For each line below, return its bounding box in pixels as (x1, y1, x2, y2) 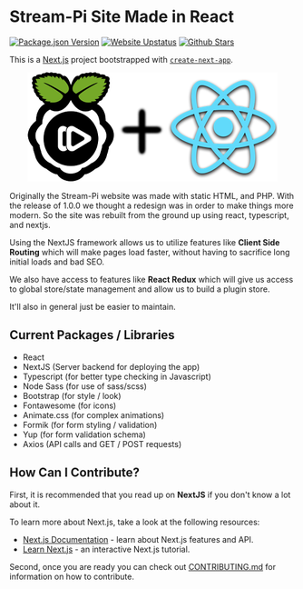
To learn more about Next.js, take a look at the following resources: (9, 516, 260, 527)
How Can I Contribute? (9, 465, 141, 481)
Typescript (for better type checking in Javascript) (22, 371, 211, 382)
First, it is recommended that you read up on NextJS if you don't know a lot (9, 489, 291, 500)
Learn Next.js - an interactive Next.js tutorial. (22, 544, 191, 554)
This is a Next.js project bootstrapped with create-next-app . (9, 54, 234, 65)
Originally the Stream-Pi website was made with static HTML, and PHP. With (9, 190, 295, 201)
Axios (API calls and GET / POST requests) (22, 438, 182, 449)
